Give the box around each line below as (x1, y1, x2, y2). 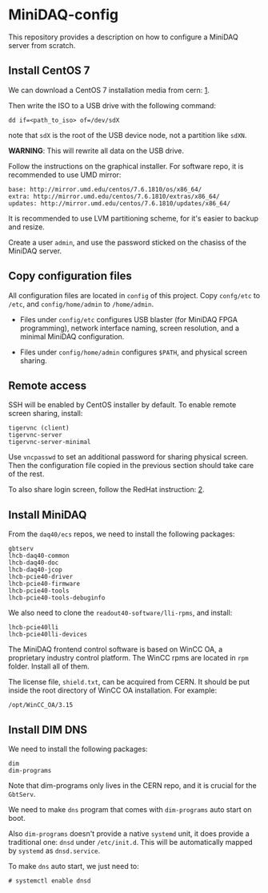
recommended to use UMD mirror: (8, 170, 122, 180)
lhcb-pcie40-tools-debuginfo (8, 594, 106, 602)
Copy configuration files (8, 269, 132, 283)
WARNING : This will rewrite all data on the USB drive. (8, 146, 184, 156)
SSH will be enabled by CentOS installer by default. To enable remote (8, 400, 237, 410)
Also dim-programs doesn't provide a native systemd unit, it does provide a (8, 829, 250, 838)
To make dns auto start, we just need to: (8, 862, 140, 871)
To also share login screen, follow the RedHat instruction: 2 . (8, 485, 206, 495)
